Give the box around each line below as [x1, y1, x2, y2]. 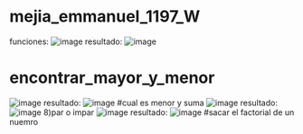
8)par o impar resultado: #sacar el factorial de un [43, 106, 295, 118]
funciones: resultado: [9, 36, 123, 47]
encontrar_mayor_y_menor [9, 67, 215, 88]
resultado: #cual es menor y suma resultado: [43, 97, 279, 108]
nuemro [9, 116, 39, 127]
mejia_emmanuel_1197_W [9, 6, 201, 27]
